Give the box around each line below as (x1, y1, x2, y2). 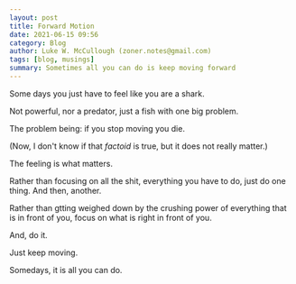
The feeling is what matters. (9, 158, 113, 169)
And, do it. (9, 229, 48, 240)
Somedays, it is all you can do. (9, 264, 123, 275)
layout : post (9, 13, 59, 23)
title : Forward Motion (9, 22, 95, 31)
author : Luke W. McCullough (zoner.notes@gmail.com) (9, 47, 212, 56)
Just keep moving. (9, 247, 79, 258)
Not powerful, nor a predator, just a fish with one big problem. (9, 105, 239, 116)
